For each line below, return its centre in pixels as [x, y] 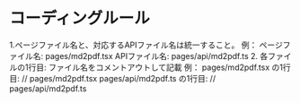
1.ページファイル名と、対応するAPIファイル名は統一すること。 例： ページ [146, 45]
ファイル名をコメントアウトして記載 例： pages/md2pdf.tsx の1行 [169, 67]
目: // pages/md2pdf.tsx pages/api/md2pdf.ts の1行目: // [113, 78]
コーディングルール [80, 18]
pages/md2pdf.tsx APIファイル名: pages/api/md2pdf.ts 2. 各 [156, 56]
